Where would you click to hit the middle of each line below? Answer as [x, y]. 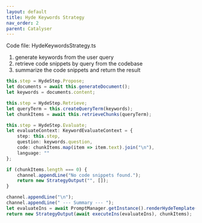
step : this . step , [39, 136]
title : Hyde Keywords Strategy [45, 17]
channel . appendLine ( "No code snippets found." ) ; [79, 175]
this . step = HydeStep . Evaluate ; [47, 125]
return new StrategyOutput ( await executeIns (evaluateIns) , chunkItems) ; [99, 214]
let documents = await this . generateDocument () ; [68, 87]
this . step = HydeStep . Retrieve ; [47, 103]
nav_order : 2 [23, 23]
